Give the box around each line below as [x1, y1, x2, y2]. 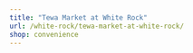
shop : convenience [9, 30, 79, 39]
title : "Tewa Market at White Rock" [9, 13, 148, 22]
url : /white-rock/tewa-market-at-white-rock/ [9, 22, 184, 31]
